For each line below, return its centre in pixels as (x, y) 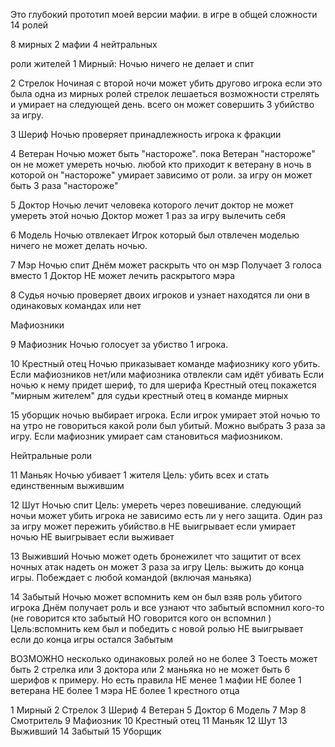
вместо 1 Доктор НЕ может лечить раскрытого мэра (123, 275)
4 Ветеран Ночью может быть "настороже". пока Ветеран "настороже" (163, 153)
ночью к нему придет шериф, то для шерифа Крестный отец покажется (163, 385)
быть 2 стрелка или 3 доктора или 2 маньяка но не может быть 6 (150, 669)
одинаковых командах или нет (76, 305)
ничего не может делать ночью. (79, 245)
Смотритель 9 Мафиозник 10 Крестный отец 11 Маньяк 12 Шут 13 (149, 720)
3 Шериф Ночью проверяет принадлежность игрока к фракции (146, 134)
